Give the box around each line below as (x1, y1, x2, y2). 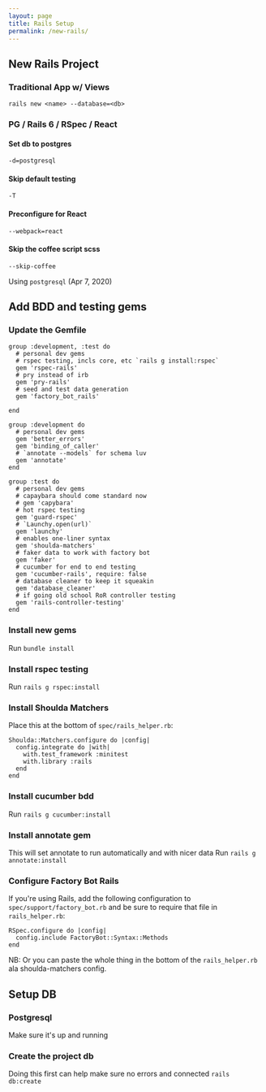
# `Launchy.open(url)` (15, 521, 92, 529)
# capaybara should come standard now (15, 492, 148, 500)
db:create (8, 1077, 42, 1085)
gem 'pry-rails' (15, 379, 71, 387)
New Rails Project (8, 57, 99, 71)
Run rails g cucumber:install (8, 809, 111, 819)
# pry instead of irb (15, 371, 89, 379)
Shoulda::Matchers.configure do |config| (8, 736, 151, 744)
